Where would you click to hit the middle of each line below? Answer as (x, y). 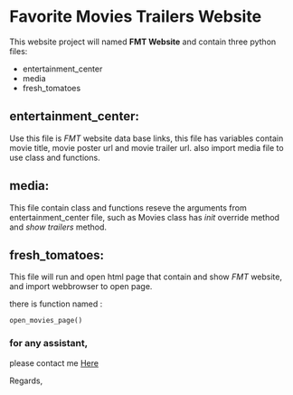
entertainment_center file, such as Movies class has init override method (145, 217)
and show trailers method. (58, 227)
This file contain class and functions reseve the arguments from (128, 207)
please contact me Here (54, 362)
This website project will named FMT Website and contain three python (143, 42)
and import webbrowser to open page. (81, 287)
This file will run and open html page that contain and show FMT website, (146, 277)
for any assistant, (49, 343)
